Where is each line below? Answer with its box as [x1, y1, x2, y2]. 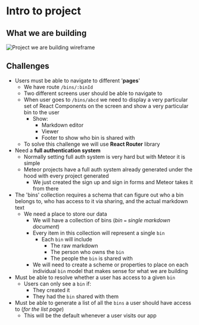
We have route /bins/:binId [23, 83, 94, 90]
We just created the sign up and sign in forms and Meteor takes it [32, 178, 193, 186]
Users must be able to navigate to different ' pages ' [14, 76, 141, 84]
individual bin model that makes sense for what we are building [32, 267, 188, 274]
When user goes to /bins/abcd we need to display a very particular [23, 96, 188, 103]
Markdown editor [41, 121, 84, 128]
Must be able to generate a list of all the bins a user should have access [14, 299, 192, 306]
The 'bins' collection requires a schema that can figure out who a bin [14, 191, 184, 198]
